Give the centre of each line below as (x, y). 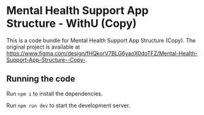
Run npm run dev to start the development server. (68, 105)
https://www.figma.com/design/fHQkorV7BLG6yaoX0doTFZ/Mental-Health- (102, 53)
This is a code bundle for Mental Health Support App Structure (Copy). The (101, 40)
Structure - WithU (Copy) (71, 23)
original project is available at (43, 47)
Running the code (41, 79)
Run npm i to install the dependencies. (55, 93)
